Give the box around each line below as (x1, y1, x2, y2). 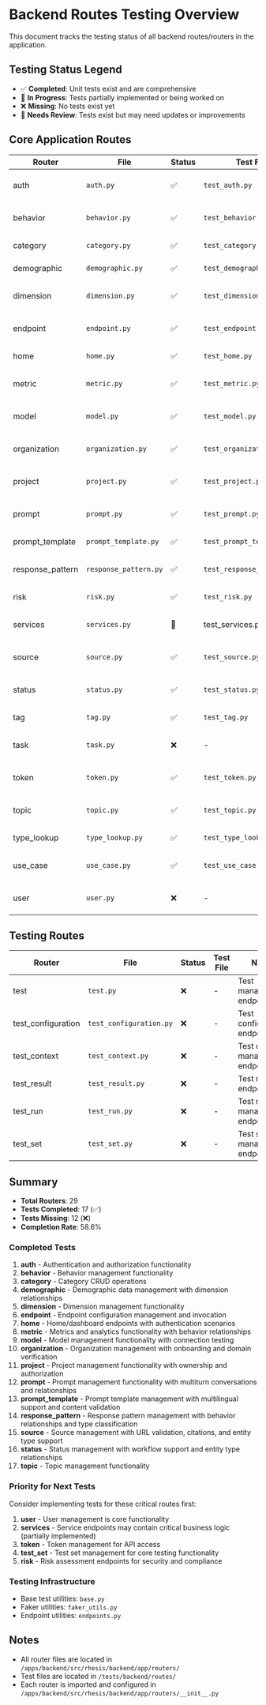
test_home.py (203, 351, 253, 360)
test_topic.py (203, 806, 257, 814)
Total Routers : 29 (20, 1196, 78, 1206)
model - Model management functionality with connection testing (20, 1335, 234, 1345)
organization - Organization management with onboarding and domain (20, 1344, 252, 1354)
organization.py (86, 444, 148, 453)
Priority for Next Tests (9, 1481, 96, 1492)
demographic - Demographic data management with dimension (20, 1285, 229, 1294)
